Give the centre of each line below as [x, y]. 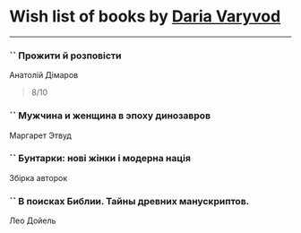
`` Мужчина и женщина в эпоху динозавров [110, 116]
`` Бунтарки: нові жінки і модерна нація [100, 159]
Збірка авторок [39, 177]
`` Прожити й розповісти [66, 56]
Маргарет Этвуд [40, 135]
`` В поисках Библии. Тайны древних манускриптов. [129, 201]
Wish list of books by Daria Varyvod [145, 17]
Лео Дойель [33, 220]
